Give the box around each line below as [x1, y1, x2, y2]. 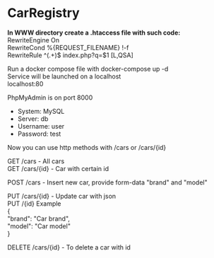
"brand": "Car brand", [7, 214, 71, 223]
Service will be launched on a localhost [7, 72, 121, 81]
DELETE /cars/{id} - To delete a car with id [7, 242, 131, 252]
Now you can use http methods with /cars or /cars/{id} [7, 143, 167, 151]
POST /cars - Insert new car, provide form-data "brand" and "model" [7, 178, 208, 187]
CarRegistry [7, 5, 80, 21]
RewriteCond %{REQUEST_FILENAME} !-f [7, 43, 129, 52]
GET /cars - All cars [7, 157, 65, 165]
